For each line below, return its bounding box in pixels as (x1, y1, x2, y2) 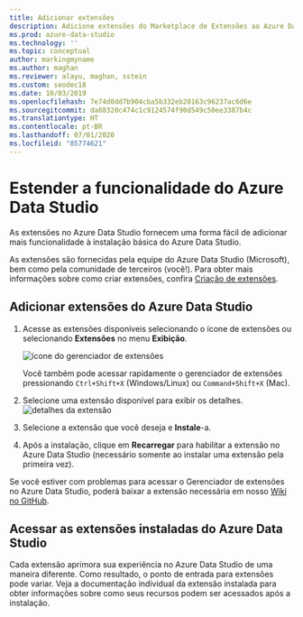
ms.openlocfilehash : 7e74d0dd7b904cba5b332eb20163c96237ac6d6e (9, 97, 252, 106)
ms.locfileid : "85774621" (9, 139, 106, 148)
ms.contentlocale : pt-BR (9, 123, 103, 132)
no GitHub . (9, 495, 50, 506)
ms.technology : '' (9, 38, 78, 48)
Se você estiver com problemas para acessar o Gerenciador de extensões (9, 475, 285, 487)
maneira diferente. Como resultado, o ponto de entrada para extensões (9, 569, 274, 580)
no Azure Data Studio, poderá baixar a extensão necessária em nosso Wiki (9, 485, 287, 496)
